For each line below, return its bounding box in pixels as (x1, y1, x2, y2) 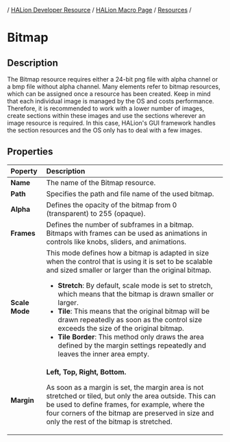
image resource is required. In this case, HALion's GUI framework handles (7, 119, 216, 127)
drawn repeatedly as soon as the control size (57, 315, 203, 324)
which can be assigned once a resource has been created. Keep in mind (7, 90, 211, 98)
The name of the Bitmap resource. (46, 177, 156, 187)
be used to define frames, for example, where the (46, 400, 205, 409)
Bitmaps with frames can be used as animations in (46, 228, 207, 238)
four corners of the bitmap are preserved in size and (46, 408, 214, 417)
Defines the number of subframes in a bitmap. (46, 219, 194, 229)
